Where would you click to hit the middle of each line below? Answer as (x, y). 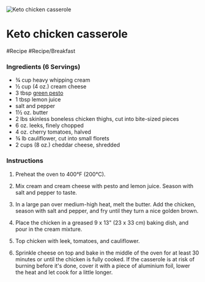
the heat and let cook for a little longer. (64, 272)
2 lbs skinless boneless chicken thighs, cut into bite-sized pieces (97, 119)
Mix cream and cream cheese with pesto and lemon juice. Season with (104, 186)
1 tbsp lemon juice (38, 99)
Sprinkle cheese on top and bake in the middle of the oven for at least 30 (107, 253)
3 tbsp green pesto (39, 93)
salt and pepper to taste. (46, 192)
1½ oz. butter (32, 112)
